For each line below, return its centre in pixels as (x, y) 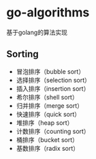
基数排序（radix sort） (48, 148)
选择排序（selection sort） (53, 80)
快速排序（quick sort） (48, 114)
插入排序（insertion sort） (53, 88)
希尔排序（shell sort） (47, 97)
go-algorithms (48, 13)
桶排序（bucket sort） (47, 140)
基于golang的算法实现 (37, 32)
